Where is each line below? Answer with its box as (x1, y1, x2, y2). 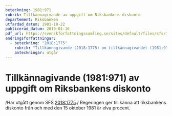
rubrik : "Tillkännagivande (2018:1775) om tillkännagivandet (14, 45, 147, 50)
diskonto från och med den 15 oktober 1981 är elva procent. (5, 105, 131, 111)
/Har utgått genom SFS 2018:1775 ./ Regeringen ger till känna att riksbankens (5, 100, 166, 106)
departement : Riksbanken (5, 17, 58, 22)
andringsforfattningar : (5, 36, 56, 41)
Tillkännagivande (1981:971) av (5, 72, 140, 83)
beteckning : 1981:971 (5, 7, 52, 13)
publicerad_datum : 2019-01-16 (5, 26, 70, 32)
